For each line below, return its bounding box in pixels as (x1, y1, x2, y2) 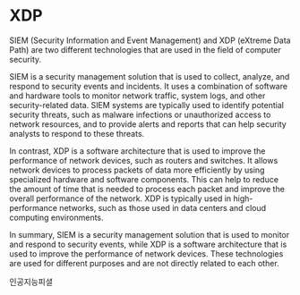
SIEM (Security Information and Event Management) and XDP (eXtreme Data (9, 35, 291, 46)
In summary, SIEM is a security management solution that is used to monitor (9, 229, 290, 240)
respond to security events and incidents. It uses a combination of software (9, 80, 288, 91)
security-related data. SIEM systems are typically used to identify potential (9, 99, 285, 110)
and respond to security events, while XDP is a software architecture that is (9, 239, 287, 249)
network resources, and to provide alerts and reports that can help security (9, 118, 287, 130)
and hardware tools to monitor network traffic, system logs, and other (9, 90, 266, 101)
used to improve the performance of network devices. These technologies (9, 248, 284, 259)
